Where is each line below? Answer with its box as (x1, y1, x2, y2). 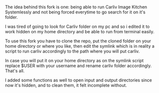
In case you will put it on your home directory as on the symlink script (5, 58, 144, 63)
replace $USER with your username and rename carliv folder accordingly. (5, 63, 152, 68)
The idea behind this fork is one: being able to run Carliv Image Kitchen (5, 4, 147, 10)
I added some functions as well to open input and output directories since (5, 77, 152, 83)
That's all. (5, 68, 25, 74)
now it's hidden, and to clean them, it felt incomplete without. (5, 82, 127, 88)
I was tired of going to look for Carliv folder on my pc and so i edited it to (5, 24, 150, 29)
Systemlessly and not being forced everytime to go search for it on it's (5, 9, 145, 15)
